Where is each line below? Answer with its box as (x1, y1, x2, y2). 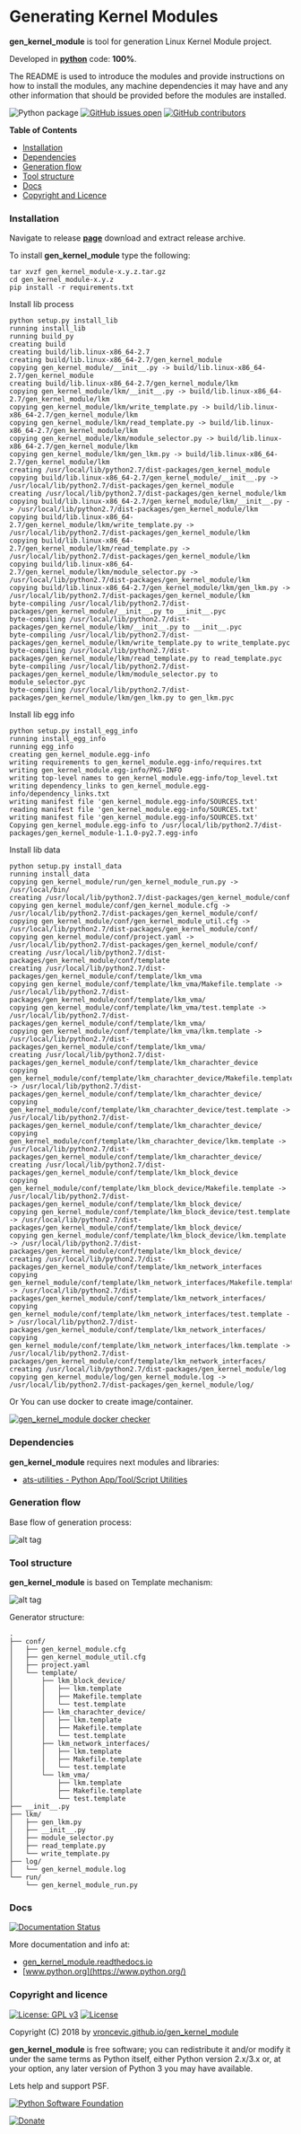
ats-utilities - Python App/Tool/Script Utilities (21, 1474, 188, 1485)
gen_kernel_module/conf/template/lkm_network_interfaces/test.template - (9, 1309, 291, 1319)
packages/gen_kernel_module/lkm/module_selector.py (9, 670, 206, 679)
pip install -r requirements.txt (9, 283, 134, 293)
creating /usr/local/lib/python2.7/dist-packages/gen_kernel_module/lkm (9, 489, 287, 498)
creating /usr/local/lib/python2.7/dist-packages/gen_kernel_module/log (9, 1365, 287, 1374)
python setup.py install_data (9, 862, 123, 871)
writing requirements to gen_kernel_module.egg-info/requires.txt (9, 758, 262, 767)
